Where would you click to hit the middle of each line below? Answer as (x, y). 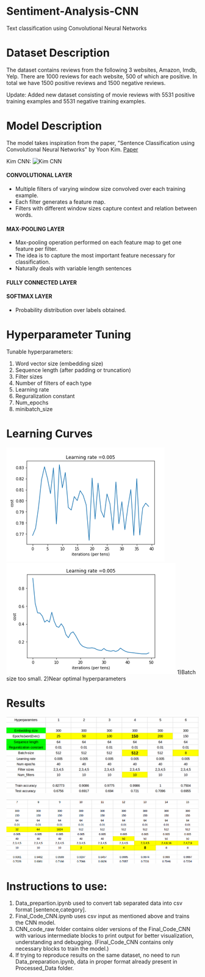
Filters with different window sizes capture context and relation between (106, 209)
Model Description (54, 126)
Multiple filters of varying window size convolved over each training (100, 189)
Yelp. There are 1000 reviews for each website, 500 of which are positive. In (102, 76)
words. (24, 215)
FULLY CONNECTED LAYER (42, 282)
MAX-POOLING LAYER (36, 229)
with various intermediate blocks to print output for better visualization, (104, 936)
